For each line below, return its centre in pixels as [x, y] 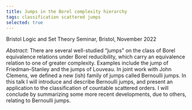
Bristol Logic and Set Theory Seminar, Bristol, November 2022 [81, 39]
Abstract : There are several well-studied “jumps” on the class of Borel [91, 51]
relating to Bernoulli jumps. [38, 101]
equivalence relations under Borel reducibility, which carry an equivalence [96, 57]
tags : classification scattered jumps [53, 17]
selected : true [25, 22]
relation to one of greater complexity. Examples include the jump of [87, 63]
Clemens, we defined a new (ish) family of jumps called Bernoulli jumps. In [96, 76]
